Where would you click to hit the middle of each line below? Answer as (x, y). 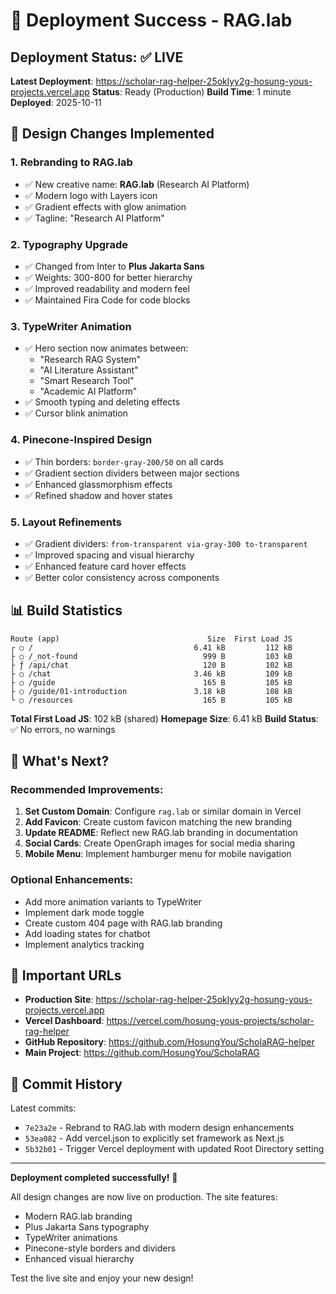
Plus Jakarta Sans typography (87, 1227)
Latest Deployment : (52, 81)
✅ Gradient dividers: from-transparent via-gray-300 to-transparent (166, 543)
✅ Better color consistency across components (122, 577)
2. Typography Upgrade (69, 244)
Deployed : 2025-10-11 (56, 102)
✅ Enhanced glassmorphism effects (98, 484)
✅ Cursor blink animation (76, 413)
